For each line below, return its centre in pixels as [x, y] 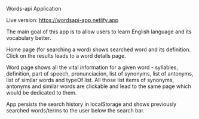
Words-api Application [34, 9]
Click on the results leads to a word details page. [66, 56]
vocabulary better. [29, 38]
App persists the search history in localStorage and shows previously [91, 104]
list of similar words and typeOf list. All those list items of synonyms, [90, 80]
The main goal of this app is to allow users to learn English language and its [99, 32]
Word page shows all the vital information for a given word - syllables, [92, 67]
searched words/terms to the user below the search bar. [76, 110]
